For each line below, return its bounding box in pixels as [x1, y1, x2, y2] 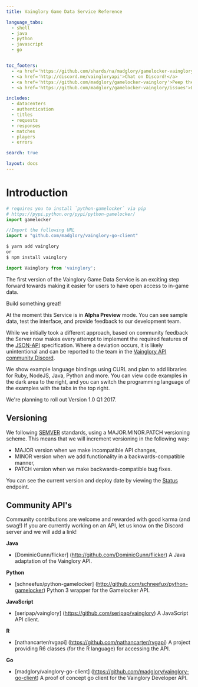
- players [11, 134, 35, 140]
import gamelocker [6, 216, 51, 222]
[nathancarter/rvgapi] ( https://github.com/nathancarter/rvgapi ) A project [14, 639, 190, 646]
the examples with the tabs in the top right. [6, 384, 110, 391]
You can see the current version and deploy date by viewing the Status [6, 477, 178, 484]
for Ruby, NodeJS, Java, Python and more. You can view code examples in [6, 372, 187, 379]
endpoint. [6, 483, 29, 490]
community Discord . [6, 354, 55, 361]
